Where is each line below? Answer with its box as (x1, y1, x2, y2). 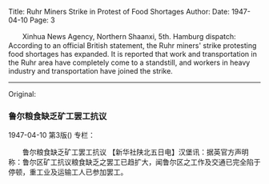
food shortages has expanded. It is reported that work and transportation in (8, 50, 258, 58)
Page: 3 (29, 15, 55, 25)
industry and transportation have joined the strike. (8, 66, 174, 75)
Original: (8, 90, 37, 98)
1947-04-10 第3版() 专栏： (8, 130, 96, 140)
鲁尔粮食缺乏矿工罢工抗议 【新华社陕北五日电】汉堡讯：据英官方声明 (22, 147, 249, 157)
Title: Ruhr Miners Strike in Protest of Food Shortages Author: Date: (8, 7, 230, 16)
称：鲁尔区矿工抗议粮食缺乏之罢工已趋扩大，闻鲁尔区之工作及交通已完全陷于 (8, 158, 261, 167)
